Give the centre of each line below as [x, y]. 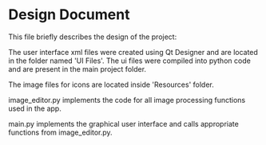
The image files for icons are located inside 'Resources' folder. [111, 84]
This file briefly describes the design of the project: [93, 37]
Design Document [69, 15]
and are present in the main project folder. [77, 69]
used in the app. [35, 108]
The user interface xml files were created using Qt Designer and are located [133, 52]
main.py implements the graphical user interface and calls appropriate [124, 123]
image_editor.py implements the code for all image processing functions [127, 100]
